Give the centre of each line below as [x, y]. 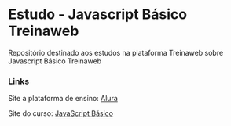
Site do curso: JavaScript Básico [61, 113]
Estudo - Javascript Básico [97, 14]
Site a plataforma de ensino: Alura [63, 99]
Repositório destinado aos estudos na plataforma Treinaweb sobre [116, 52]
